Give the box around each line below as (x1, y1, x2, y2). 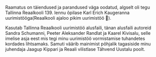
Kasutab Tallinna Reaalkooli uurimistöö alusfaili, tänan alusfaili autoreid (5, 25, 151, 31)
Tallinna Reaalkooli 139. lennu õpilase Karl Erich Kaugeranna (5, 10, 130, 16)
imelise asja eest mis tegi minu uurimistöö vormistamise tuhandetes (5, 35, 145, 41)
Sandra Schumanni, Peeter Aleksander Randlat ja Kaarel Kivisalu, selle (5, 30, 151, 36)
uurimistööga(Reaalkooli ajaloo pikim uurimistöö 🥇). (5, 15, 112, 21)
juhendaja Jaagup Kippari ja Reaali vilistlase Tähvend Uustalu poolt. (5, 46, 145, 52)
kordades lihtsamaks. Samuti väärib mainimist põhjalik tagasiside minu (5, 41, 151, 47)
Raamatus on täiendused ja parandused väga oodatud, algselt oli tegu (5, 5, 150, 10)
